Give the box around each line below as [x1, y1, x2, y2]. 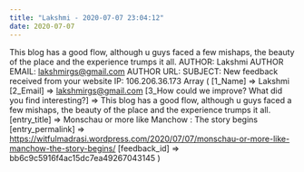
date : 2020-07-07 [9, 22, 75, 31]
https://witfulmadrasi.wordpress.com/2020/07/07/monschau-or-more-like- [9, 133, 290, 144]
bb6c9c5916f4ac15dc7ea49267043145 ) [9, 152, 161, 163]
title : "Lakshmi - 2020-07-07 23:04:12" [9, 13, 165, 23]
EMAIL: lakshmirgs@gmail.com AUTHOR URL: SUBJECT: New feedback [9, 65, 279, 77]
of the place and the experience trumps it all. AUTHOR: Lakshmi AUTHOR [9, 56, 284, 67]
